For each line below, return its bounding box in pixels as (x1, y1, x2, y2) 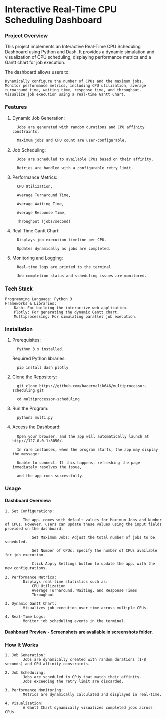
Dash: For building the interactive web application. (14, 305, 128, 311)
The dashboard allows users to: (5, 69, 70, 75)
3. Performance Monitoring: (5, 688, 64, 693)
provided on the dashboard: (5, 526, 64, 531)
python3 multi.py (17, 415, 53, 420)
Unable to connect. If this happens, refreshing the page (17, 460, 140, 465)
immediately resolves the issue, (12, 465, 82, 470)
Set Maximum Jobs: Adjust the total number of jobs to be (31, 535, 155, 540)
